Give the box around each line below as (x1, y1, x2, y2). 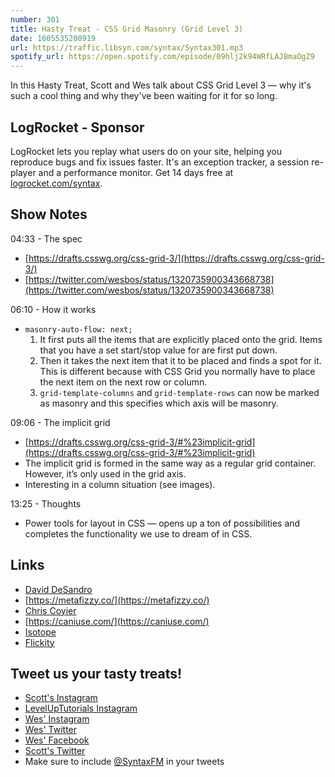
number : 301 (10, 14, 60, 25)
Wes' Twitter (24, 724, 78, 736)
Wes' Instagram (24, 713, 90, 725)
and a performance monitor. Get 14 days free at (38, 166, 234, 178)
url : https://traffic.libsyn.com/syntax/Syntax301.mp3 (10, 42, 244, 53)
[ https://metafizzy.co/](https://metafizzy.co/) (24, 594, 210, 606)
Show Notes (10, 206, 88, 223)
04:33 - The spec (10, 232, 83, 245)
